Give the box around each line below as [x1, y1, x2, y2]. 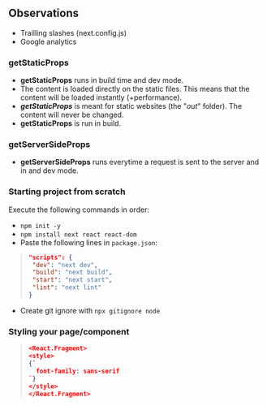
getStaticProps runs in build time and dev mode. [19, 76, 184, 85]
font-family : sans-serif [36, 367, 120, 375]
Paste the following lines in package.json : [19, 237, 158, 247]
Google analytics [19, 37, 77, 46]
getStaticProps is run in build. [19, 119, 122, 128]
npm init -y [19, 222, 61, 230]
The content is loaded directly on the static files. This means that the [19, 84, 250, 94]
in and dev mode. [19, 166, 79, 175]
